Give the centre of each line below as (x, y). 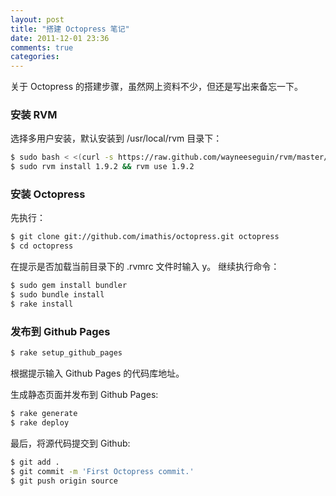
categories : (35, 57)
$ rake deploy (40, 422)
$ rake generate (44, 414)
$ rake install (42, 304)
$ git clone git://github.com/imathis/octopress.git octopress (145, 237)
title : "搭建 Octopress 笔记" (70, 29)
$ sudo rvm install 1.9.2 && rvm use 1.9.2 (102, 167)
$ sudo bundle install (57, 295)
